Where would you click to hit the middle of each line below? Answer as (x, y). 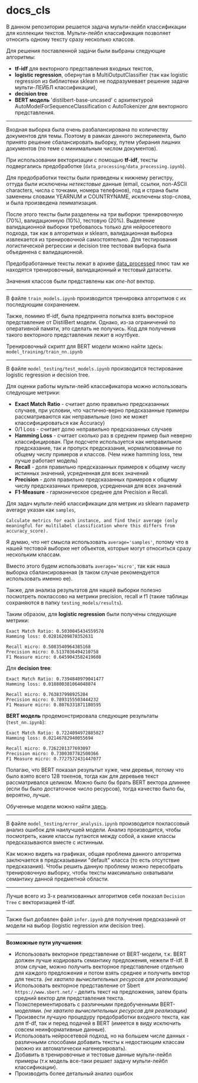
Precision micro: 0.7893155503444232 (52, 700)
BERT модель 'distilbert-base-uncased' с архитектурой (84, 100)
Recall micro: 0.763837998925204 (47, 694)
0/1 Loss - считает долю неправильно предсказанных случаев (93, 429)
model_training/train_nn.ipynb (44, 352)
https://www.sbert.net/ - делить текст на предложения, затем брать (101, 991)
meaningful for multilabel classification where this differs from (91, 526)
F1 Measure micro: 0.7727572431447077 (54, 759)
